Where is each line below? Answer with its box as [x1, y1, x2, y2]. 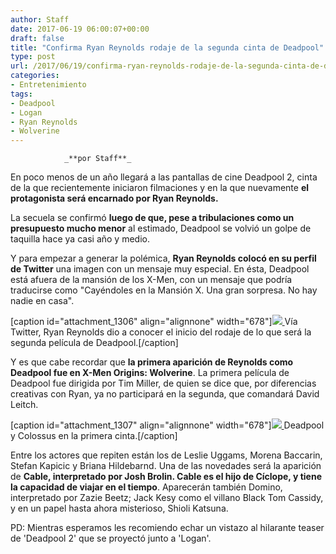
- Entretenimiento [10, 80, 87, 90]
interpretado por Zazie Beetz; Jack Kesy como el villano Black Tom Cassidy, [10, 492, 324, 504]
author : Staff [10, 14, 70, 25]
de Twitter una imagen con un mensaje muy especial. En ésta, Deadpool [10, 263, 310, 275]
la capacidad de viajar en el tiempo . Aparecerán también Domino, [10, 481, 283, 493]
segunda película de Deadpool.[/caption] [10, 337, 179, 349]
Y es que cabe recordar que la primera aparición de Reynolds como [10, 356, 294, 368]
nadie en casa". [10, 295, 75, 307]
